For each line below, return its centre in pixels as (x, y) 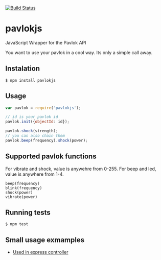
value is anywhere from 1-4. (34, 174)
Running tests (28, 213)
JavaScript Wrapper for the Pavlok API (46, 42)
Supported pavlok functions (51, 157)
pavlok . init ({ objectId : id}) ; (38, 122)
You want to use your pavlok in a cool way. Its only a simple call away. (79, 52)
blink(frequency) (24, 188)
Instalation (22, 69)
